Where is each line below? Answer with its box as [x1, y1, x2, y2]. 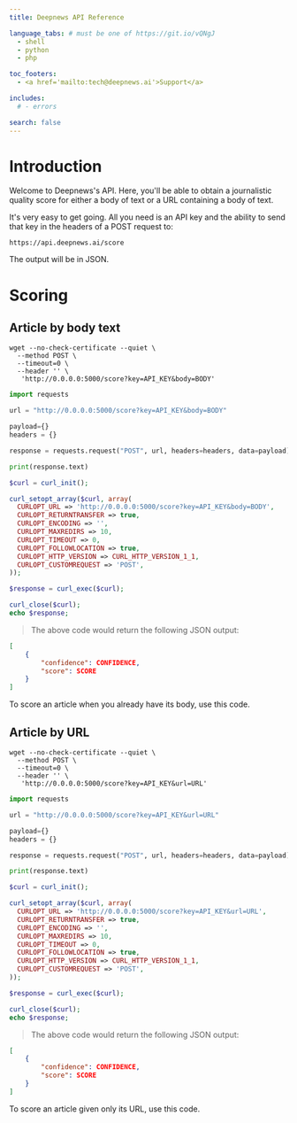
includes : [9, 94, 46, 103]
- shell [17, 37, 46, 46]
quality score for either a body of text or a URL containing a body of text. [9, 195, 274, 205]
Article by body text [9, 321, 121, 336]
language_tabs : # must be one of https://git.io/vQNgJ [9, 28, 216, 38]
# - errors [17, 102, 57, 111]
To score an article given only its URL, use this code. [9, 1104, 201, 1114]
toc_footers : [9, 70, 57, 79]
